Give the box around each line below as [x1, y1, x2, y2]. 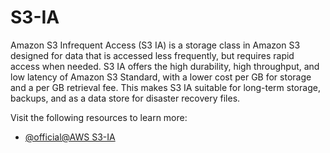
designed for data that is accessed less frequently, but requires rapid [10, 49, 295, 61]
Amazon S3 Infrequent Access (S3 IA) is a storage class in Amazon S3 [10, 39, 301, 51]
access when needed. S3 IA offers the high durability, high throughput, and [10, 60, 320, 72]
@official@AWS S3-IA [24, 131, 116, 143]
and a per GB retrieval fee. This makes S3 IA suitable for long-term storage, [10, 81, 321, 93]
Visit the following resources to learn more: [10, 111, 188, 123]
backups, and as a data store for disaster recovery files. [10, 92, 241, 104]
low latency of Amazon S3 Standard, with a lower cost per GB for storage [10, 71, 312, 83]
